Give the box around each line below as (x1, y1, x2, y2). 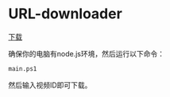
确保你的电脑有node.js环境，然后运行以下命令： (8, 48, 165, 58)
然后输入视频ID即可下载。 (8, 80, 92, 90)
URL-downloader (8, 5, 123, 23)
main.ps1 (8, 64, 37, 72)
